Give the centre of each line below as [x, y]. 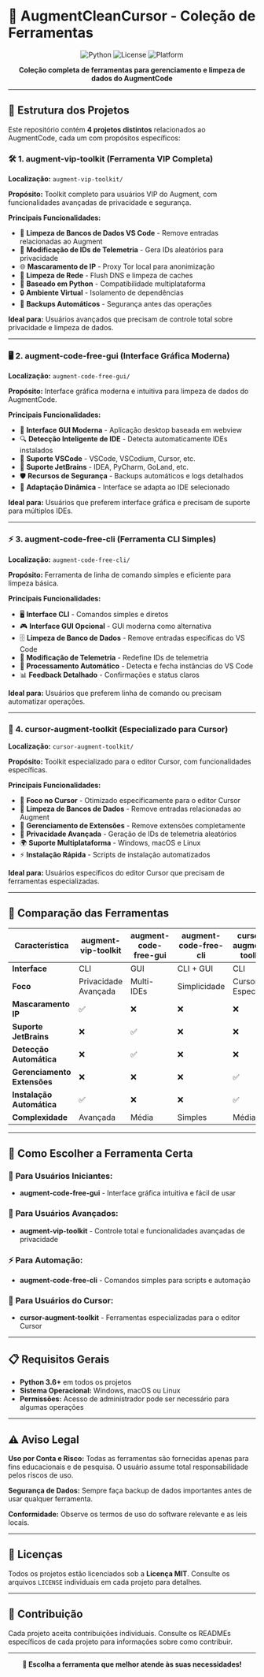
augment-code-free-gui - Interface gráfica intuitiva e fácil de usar [128, 1193]
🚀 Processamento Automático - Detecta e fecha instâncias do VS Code [136, 666]
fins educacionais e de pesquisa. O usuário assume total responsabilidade [128, 1467]
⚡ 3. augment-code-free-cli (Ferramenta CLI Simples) [112, 539]
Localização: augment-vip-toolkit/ [66, 179]
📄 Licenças [35, 1554]
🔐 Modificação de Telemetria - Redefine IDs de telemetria [114, 657]
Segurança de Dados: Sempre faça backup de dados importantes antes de [130, 1490]
